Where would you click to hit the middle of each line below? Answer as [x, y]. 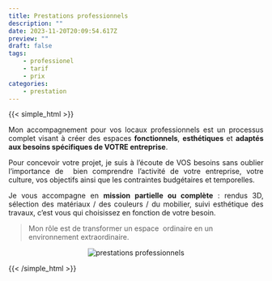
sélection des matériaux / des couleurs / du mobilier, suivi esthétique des [136, 204]
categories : [28, 83]
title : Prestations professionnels [68, 16]
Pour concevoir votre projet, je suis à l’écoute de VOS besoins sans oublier [136, 163]
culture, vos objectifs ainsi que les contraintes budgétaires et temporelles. [132, 180]
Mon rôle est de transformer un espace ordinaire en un [120, 228]
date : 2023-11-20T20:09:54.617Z [63, 31]
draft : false [30, 46]
